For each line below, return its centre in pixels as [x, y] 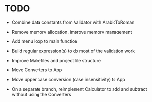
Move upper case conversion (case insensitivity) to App [68, 79]
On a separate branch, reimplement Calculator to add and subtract [79, 89]
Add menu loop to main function [44, 41]
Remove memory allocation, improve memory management [72, 32]
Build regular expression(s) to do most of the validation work [73, 51]
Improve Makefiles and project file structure [56, 60]
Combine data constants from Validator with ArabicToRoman [73, 22]
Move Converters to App [37, 70]
